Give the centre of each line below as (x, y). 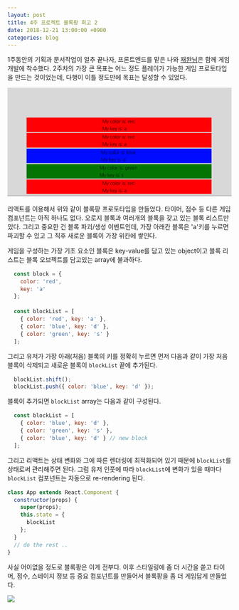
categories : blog (33, 38)
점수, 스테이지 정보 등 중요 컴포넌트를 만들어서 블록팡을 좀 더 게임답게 (112, 576)
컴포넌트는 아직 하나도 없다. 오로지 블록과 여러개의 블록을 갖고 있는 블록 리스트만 (118, 218)
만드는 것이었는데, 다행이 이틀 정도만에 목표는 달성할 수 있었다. (101, 78)
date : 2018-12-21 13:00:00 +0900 (57, 30)
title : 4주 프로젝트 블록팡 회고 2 (53, 22)
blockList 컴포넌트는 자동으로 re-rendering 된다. (76, 478)
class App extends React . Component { (63, 492)
